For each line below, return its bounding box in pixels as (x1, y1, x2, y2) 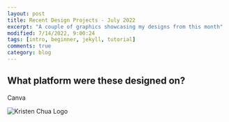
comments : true (7, 43, 52, 49)
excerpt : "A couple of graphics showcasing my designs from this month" (7, 23, 223, 30)
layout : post (7, 10, 45, 17)
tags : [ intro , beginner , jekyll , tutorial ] (7, 36, 136, 43)
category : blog (7, 49, 52, 56)
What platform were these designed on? (7, 75, 186, 87)
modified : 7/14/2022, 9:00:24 (7, 29, 96, 37)
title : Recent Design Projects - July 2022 (7, 17, 136, 24)
